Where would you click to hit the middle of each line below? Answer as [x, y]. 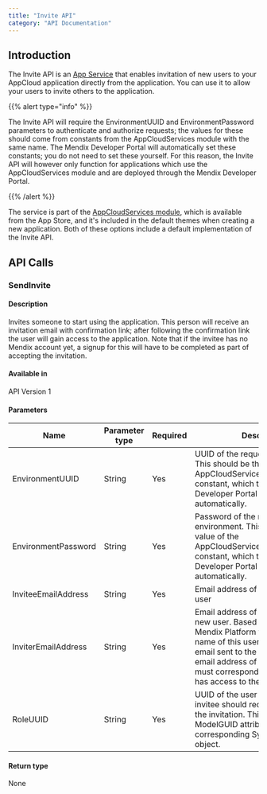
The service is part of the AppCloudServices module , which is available [125, 212]
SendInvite [30, 285]
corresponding [222, 734]
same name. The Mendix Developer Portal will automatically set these [122, 147]
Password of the [225, 516]
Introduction [40, 55]
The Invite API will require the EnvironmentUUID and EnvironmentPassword [131, 122]
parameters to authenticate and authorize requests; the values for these [126, 130]
